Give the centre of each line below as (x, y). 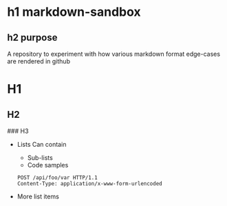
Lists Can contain (42, 144)
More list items (38, 196)
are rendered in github (39, 61)
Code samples (48, 165)
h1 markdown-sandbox (74, 12)
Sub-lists (40, 158)
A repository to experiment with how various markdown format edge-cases (114, 54)
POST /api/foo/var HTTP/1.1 (57, 178)
